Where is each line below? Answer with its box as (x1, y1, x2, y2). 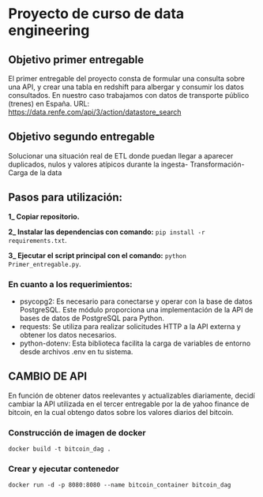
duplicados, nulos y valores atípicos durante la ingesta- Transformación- (8, 159, 245, 169)
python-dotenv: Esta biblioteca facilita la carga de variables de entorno (19, 338, 251, 348)
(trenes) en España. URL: (8, 99, 89, 108)
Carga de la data (8, 167, 62, 177)
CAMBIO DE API (8, 370, 88, 383)
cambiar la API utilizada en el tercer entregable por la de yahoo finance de (8, 399, 250, 409)
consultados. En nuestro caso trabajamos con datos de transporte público (8, 91, 250, 99)
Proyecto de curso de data (8, 5, 185, 23)
